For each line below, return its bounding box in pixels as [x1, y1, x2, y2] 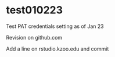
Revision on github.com [6, 34, 63, 41]
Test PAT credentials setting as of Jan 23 [6, 23, 104, 30]
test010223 [6, 3, 63, 17]
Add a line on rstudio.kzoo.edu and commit [6, 45, 109, 52]
